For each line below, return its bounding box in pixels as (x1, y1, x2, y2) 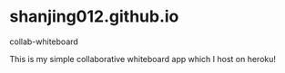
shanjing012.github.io (9, 6, 179, 27)
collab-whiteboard (9, 36, 79, 47)
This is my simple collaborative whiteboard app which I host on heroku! (9, 53, 276, 64)
